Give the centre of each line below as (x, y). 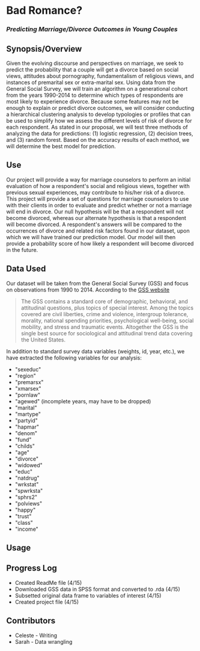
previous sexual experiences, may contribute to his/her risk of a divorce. (96, 192)
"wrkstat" (27, 484)
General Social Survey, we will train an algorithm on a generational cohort (97, 88)
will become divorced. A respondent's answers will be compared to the (94, 224)
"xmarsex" (28, 388)
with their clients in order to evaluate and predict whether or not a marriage (99, 205)
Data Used (26, 269)
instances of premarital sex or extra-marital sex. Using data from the (91, 82)
